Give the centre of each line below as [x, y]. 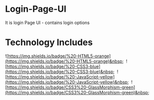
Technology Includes [49, 42]
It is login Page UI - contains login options [47, 23]
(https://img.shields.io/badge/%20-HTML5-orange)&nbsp [64, 61]
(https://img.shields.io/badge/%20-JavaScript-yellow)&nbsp [66, 82]
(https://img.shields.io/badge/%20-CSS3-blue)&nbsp [59, 72]
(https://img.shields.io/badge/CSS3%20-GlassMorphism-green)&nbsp [77, 92]
